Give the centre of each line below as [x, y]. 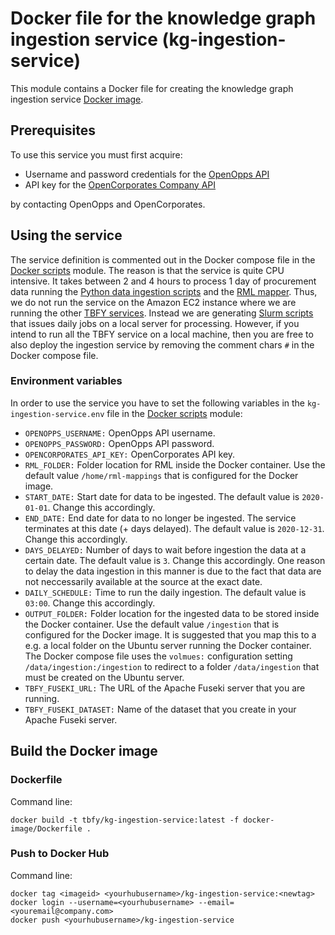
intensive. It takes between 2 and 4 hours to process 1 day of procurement [163, 281]
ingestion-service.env [57, 414]
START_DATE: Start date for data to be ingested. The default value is [162, 496]
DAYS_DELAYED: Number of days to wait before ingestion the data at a [165, 549]
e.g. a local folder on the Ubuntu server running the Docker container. [168, 645]
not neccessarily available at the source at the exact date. [143, 581]
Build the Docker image [84, 751]
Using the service [66, 235]
